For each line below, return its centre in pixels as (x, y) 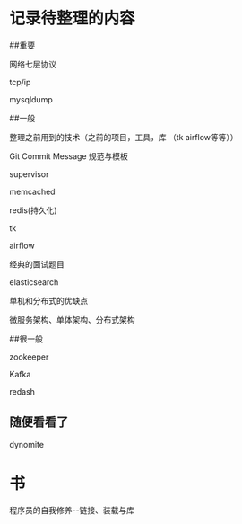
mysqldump (31, 99)
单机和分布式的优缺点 (48, 300)
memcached (32, 191)
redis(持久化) (33, 210)
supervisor (29, 174)
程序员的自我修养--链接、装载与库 (72, 510)
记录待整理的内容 (73, 18)
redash (22, 391)
